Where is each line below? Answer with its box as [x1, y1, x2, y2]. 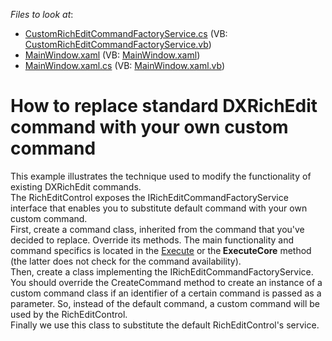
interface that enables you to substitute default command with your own [10, 202, 308, 214]
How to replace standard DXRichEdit [10, 95, 318, 118]
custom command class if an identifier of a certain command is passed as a [10, 287, 322, 299]
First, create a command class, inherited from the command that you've [10, 223, 305, 235]
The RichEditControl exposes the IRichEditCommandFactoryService [10, 191, 289, 203]
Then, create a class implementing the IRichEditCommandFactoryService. [10, 265, 314, 278]
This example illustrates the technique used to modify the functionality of [10, 170, 312, 182]
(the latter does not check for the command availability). [10, 255, 242, 267]
